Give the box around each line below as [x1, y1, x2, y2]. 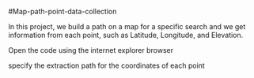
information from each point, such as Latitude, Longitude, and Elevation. [8, 31, 244, 39]
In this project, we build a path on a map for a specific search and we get [8, 22, 246, 31]
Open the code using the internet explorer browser [8, 46, 174, 54]
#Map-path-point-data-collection [8, 7, 117, 16]
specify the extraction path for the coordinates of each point [8, 61, 206, 70]
